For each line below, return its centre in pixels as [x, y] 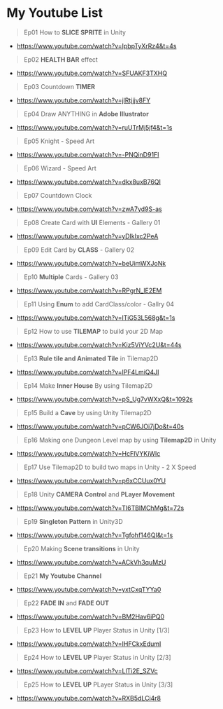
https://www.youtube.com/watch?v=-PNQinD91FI [88, 154]
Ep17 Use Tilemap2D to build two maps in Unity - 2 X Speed [110, 467]
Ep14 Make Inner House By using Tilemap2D [88, 385]
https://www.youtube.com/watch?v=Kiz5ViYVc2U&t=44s [99, 344]
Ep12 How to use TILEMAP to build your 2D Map [93, 331]
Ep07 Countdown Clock [58, 195]
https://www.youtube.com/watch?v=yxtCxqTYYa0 [89, 589]
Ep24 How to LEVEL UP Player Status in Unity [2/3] [98, 657]
